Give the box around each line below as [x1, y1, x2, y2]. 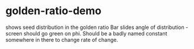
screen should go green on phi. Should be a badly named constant [5, 30, 167, 37]
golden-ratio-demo [5, 4, 101, 18]
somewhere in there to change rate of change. [5, 36, 119, 43]
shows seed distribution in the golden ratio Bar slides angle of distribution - [5, 24, 189, 31]
